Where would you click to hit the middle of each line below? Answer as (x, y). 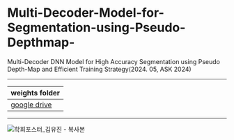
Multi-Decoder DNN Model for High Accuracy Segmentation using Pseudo (114, 61)
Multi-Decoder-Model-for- (86, 13)
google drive (31, 104)
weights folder (36, 93)
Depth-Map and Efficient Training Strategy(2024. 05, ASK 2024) (99, 69)
